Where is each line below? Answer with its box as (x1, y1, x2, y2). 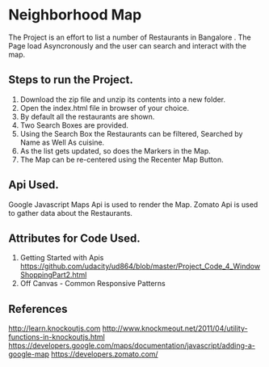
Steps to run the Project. (8, 73, 133, 86)
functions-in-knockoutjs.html (8, 332, 105, 342)
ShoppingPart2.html (19, 270, 87, 280)
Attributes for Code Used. (8, 231, 141, 245)
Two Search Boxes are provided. (19, 120, 129, 130)
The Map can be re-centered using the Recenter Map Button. (19, 154, 224, 164)
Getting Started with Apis (19, 253, 104, 263)
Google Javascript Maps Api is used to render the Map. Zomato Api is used (8, 200, 258, 209)
